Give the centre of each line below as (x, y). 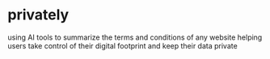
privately (38, 15)
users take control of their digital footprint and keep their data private (122, 45)
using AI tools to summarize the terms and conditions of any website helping (135, 37)
